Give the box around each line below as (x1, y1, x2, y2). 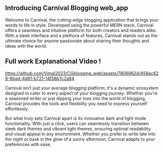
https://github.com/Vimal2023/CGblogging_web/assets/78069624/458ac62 (5, 70, 159, 76)
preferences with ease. (5, 141, 52, 147)
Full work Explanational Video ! (5, 57, 101, 66)
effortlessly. (5, 105, 29, 112)
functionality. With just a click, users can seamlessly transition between (5, 120, 149, 127)
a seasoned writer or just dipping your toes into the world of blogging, (5, 95, 146, 101)
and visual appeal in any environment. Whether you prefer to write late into (5, 131, 156, 137)
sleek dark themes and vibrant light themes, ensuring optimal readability (5, 126, 151, 131)
